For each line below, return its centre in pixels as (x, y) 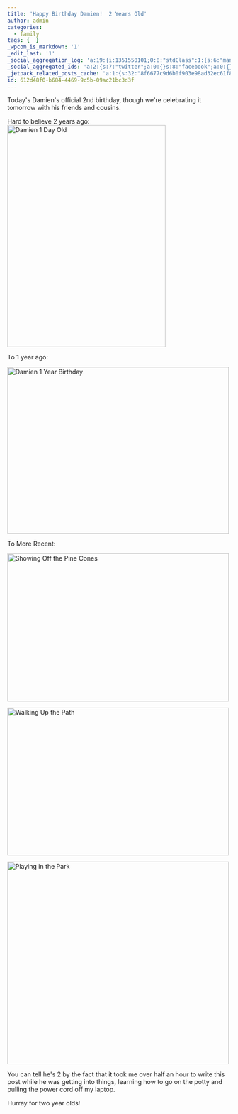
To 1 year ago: (28, 357)
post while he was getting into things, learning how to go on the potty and (115, 1082)
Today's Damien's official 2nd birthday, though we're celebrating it (104, 100)
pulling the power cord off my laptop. (61, 1089)
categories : (25, 27)
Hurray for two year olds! (44, 1103)
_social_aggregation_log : (45, 60)
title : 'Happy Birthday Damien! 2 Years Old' (77, 14)
